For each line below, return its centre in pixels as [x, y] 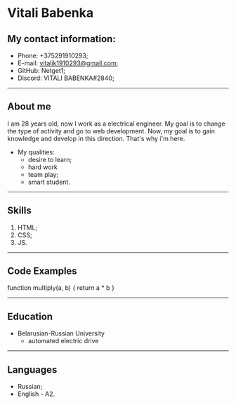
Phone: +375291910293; [53, 55]
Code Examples [42, 271]
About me [29, 107]
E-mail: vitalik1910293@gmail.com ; [68, 63]
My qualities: [36, 152]
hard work [43, 167]
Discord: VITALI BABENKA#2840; [66, 78]
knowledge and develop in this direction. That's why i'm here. [96, 138]
